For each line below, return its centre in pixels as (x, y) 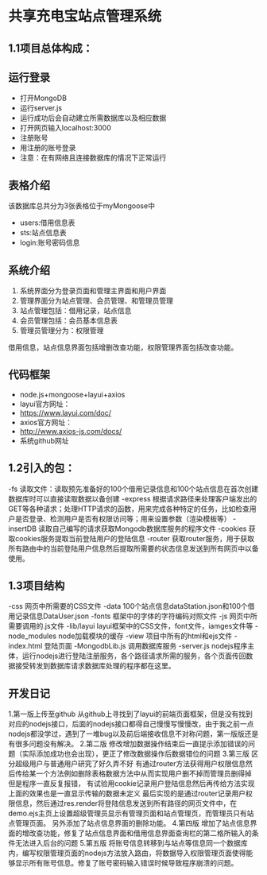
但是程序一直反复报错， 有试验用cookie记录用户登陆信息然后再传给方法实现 (132, 784)
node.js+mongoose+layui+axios (72, 394)
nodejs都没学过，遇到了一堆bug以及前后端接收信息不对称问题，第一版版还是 (133, 734)
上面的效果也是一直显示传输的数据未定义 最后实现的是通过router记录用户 (127, 794)
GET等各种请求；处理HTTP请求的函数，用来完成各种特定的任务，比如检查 (129, 509)
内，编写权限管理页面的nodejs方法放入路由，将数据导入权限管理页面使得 (127, 853)
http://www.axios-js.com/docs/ (71, 431)
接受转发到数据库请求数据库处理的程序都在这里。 (95, 666)
